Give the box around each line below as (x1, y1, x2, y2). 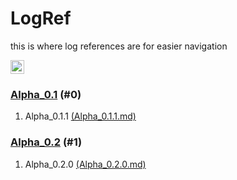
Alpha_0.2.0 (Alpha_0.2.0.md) (24, 158, 147, 170)
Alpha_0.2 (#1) (10, 135, 83, 149)
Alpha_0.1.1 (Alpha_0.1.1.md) (24, 110, 137, 122)
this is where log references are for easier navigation (10, 40, 228, 52)
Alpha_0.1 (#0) (10, 87, 82, 101)
